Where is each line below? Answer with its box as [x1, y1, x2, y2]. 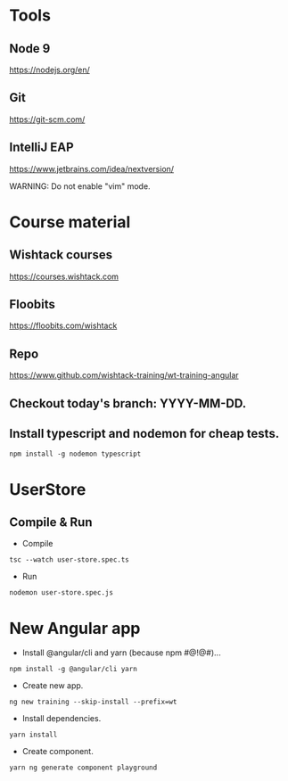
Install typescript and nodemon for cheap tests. [9, 426, 280, 441]
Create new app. [21, 680, 84, 691]
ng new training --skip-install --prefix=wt [9, 697, 177, 707]
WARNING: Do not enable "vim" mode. [9, 180, 151, 192]
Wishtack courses [9, 247, 113, 263]
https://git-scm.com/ [9, 113, 86, 125]
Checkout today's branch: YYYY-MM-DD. [9, 396, 247, 411]
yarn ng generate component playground [9, 763, 158, 772]
